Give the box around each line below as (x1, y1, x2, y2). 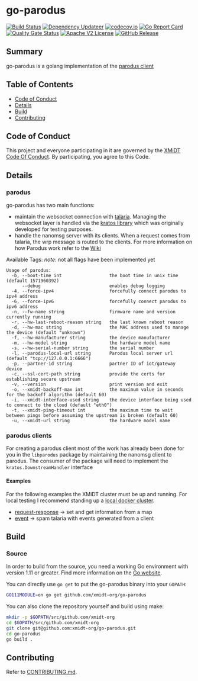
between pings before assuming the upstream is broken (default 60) (6, 413, 178, 419)
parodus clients (6, 431, 52, 439)
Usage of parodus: (6, 268, 51, 274)
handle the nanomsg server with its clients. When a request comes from (14, 232, 190, 239)
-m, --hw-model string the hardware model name (11, 340, 170, 346)
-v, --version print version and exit (11, 381, 168, 388)
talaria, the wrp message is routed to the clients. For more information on (14, 238, 193, 246)
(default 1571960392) (6, 278, 60, 284)
